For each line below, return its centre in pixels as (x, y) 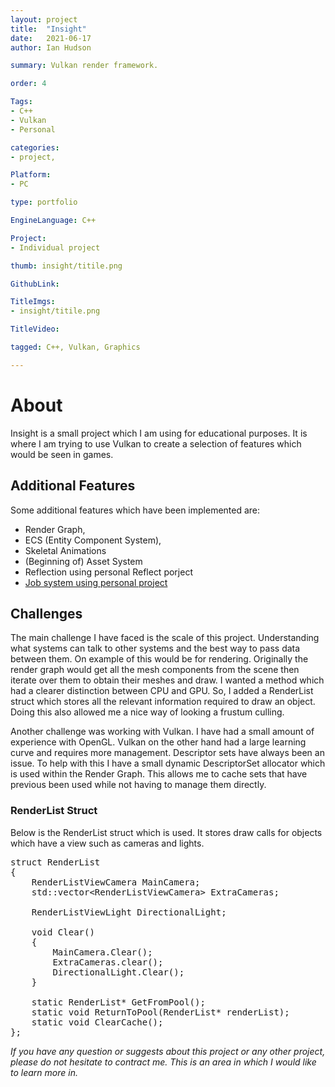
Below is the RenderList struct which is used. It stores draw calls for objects (166, 832)
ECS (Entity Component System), (93, 540)
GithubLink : (35, 284)
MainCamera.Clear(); (102, 952)
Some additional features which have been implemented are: (135, 510)
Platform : (31, 175)
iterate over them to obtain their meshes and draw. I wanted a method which (167, 680)
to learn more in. (44, 1072)
